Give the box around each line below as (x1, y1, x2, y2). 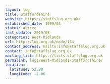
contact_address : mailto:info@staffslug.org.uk (5, 44, 106, 49)
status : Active (5, 26, 37, 31)
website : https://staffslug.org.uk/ (5, 16, 81, 21)
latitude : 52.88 (9, 67, 43, 72)
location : (5, 62, 26, 67)
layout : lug (5, 7, 30, 12)
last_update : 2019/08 (5, 30, 50, 35)
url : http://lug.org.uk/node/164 (5, 40, 74, 44)
